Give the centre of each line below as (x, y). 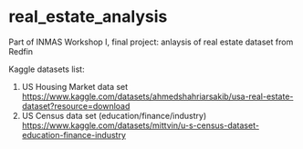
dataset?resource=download (76, 105)
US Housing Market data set (75, 86)
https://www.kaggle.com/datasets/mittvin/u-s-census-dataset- (140, 125)
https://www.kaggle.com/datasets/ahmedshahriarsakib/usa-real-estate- (157, 96)
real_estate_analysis (88, 17)
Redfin (21, 51)
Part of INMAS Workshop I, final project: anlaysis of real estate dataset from (151, 42)
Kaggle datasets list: (47, 69)
